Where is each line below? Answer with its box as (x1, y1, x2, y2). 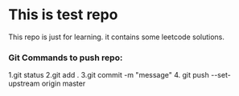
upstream (8, 78, 40, 89)
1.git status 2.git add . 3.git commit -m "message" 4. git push (8, 70, 209, 80)
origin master (41, 78, 86, 89)
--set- (210, 70, 231, 80)
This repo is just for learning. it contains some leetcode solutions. (8, 32, 225, 42)
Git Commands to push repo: (8, 52, 123, 63)
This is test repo (8, 6, 118, 24)
